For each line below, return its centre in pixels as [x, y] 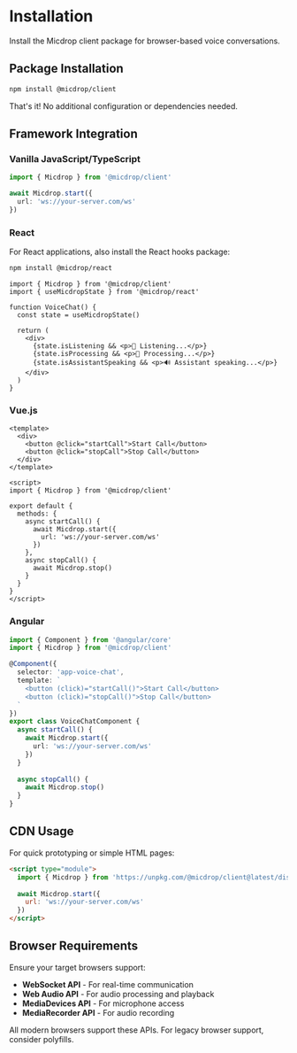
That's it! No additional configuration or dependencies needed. [124, 106]
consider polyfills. [42, 1039]
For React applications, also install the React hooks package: [120, 252]
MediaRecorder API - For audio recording [98, 1012]
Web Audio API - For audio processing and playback [118, 994]
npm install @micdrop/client [63, 89]
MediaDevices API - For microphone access [103, 1003]
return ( [33, 330]
